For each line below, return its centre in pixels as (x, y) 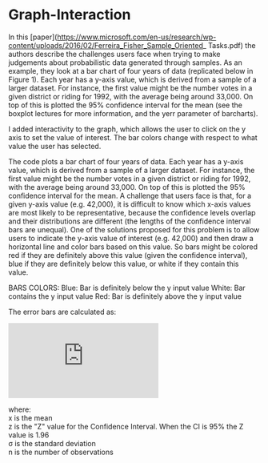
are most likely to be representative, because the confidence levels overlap (132, 212)
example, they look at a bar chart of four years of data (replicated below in (131, 70)
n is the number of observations (61, 452)
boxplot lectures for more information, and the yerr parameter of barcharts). (133, 113)
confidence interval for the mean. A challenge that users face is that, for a (130, 195)
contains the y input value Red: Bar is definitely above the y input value (125, 296)
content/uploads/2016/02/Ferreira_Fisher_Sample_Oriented (106, 45)
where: (20, 409)
